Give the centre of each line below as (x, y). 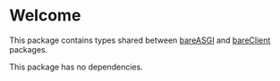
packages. (29, 49)
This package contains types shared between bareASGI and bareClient (140, 40)
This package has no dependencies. (76, 67)
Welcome (45, 16)
